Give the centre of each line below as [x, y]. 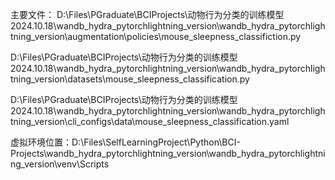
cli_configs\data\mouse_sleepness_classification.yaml [178, 121]
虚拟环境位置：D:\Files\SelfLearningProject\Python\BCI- [125, 142]
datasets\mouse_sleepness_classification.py [158, 79]
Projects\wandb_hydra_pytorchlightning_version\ [110, 153]
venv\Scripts [83, 164]
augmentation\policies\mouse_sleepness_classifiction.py [184, 36]
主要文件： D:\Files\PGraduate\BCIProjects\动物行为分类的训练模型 [147, 14]
